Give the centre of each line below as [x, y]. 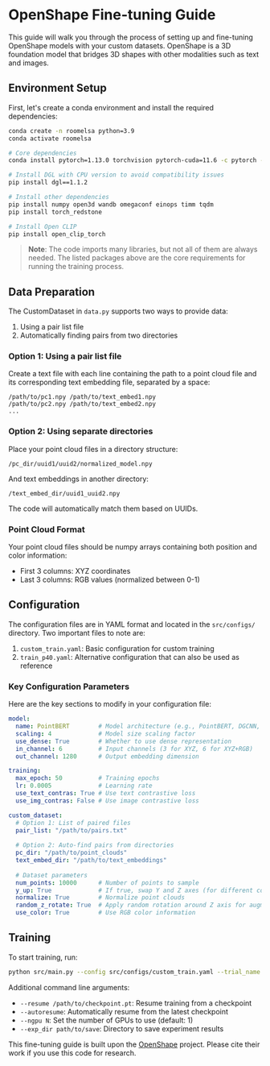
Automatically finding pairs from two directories [99, 335]
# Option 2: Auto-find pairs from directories [95, 845]
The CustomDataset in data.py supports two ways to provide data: [119, 311]
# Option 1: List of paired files [73, 823]
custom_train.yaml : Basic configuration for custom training [117, 648]
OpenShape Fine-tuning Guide [112, 15]
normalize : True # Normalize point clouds [100, 898]
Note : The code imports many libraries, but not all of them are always [143, 249]
